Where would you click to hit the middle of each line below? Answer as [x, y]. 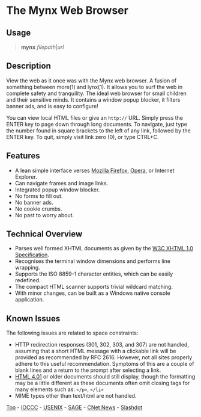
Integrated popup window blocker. [57, 190]
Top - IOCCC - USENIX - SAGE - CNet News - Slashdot [74, 407]
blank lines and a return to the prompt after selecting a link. [88, 370]
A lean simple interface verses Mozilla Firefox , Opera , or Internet [95, 170]
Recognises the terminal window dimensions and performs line [93, 261]
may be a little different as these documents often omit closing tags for [102, 383]
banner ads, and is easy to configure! [52, 106]
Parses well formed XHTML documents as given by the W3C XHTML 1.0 [104, 249]
